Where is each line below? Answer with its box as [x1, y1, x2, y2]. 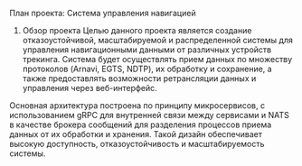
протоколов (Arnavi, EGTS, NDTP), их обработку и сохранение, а [22, 63, 273, 74]
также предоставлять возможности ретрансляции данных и [22, 73, 257, 84]
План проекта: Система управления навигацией [9, 8, 196, 18]
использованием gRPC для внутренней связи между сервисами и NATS [9, 110, 289, 120]
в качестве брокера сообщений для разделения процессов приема [9, 119, 272, 130]
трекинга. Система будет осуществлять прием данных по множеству [22, 54, 293, 64]
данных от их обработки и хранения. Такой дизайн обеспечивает [9, 129, 262, 139]
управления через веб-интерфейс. [22, 83, 158, 93]
